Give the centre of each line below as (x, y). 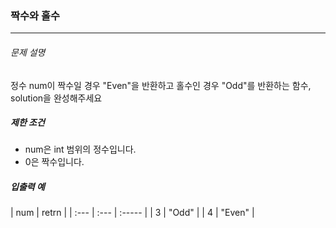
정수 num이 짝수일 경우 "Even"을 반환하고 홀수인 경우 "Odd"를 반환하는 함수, (161, 85)
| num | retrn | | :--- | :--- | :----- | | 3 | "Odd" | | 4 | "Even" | (132, 213)
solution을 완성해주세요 (56, 98)
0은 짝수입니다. (54, 162)
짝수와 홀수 (35, 15)
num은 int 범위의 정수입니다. (80, 149)
